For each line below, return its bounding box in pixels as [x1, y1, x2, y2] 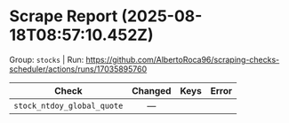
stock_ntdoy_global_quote [13, 100, 124, 111]
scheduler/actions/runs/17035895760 [9, 64, 148, 74]
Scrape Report [9, 6, 118, 27]
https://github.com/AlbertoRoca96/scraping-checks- [85, 54, 280, 65]
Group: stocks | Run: [9, 54, 84, 65]
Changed [132, 84, 172, 96]
